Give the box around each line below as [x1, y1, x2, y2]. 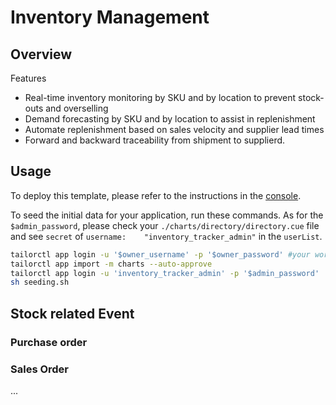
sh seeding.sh [10, 277, 70, 288]
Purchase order [10, 335, 88, 349]
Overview [10, 46, 73, 63]
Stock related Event [10, 305, 135, 322]
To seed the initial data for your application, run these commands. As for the [10, 209, 324, 221]
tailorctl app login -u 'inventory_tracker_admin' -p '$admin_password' [10, 268, 320, 278]
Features [10, 72, 47, 84]
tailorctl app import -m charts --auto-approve [10, 259, 213, 269]
